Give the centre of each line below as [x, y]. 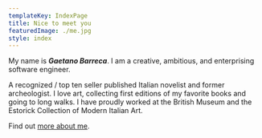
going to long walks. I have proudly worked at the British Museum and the [130, 102]
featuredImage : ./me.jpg [50, 30]
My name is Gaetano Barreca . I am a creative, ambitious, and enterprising [131, 61]
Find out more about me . [49, 126]
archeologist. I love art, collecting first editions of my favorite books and [127, 94]
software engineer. [39, 70]
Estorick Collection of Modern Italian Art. [76, 111]
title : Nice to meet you [50, 23]
